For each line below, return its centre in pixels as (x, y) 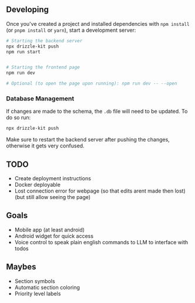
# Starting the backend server (44, 41)
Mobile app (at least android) (50, 230)
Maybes (21, 267)
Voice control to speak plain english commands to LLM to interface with (101, 242)
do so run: (19, 117)
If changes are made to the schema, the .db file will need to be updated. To (97, 112)
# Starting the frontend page (43, 68)
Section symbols (35, 281)
